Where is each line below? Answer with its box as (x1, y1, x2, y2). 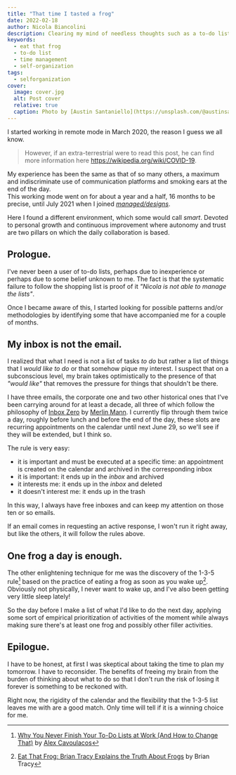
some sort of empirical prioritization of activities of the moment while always (7, 613, 229, 622)
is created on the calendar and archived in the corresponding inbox (17, 465, 213, 474)
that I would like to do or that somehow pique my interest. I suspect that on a (7, 365, 229, 373)
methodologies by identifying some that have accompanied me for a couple (7, 311, 226, 319)
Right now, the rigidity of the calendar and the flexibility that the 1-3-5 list (7, 696, 218, 704)
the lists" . (7, 289, 35, 298)
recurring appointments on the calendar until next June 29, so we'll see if (7, 423, 219, 431)
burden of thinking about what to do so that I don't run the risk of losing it (7, 675, 220, 683)
